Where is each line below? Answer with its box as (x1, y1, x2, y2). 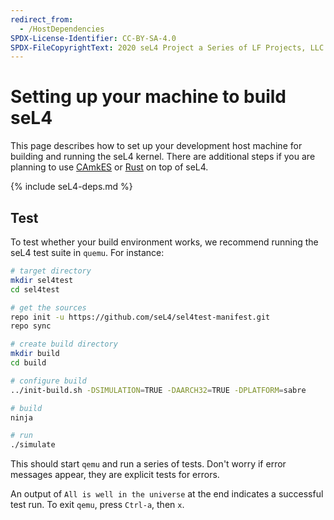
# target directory (10, 266, 92, 276)
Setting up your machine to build (10, 86, 287, 108)
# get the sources (10, 302, 87, 313)
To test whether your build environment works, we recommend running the (10, 236, 319, 248)
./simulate (10, 440, 56, 450)
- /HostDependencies (19, 24, 105, 34)
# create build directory (10, 339, 118, 350)
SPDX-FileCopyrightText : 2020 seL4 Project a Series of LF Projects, (10, 42, 307, 53)
